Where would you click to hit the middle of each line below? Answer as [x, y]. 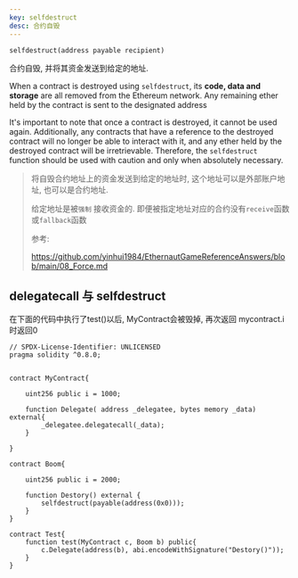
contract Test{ [37, 535]
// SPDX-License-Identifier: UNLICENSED [85, 347]
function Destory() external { [83, 496]
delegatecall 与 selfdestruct [88, 296]
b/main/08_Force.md [69, 266]
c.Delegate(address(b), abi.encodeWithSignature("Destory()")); [163, 550]
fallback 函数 [63, 219]
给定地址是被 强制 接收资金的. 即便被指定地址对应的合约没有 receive [152, 208]
